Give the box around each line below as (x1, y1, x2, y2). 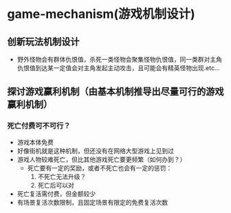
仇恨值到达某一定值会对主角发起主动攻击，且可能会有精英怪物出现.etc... (16, 64, 220, 72)
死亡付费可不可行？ (7, 121, 71, 131)
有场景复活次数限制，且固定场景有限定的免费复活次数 (16, 198, 168, 206)
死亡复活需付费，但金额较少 (16, 190, 96, 198)
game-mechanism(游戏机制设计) (7, 6, 196, 22)
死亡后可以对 (37, 181, 74, 189)
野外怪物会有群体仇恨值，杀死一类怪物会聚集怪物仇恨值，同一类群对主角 (16, 56, 222, 63)
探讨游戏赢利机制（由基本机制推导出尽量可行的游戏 (7, 86, 224, 98)
